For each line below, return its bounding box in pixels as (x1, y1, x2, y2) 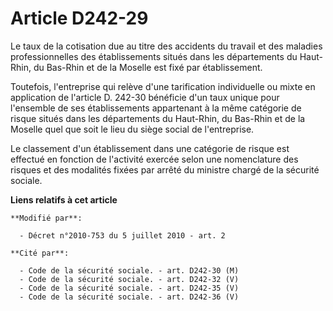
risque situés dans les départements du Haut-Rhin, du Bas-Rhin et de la (10, 112, 306, 124)
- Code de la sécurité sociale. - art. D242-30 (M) (19, 265, 240, 276)
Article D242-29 (10, 7, 149, 30)
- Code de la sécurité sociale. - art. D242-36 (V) (19, 292, 240, 302)
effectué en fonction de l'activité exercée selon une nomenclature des (10, 153, 299, 165)
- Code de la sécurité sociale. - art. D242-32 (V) (19, 274, 240, 284)
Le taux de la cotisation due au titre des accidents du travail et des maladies (10, 40, 323, 52)
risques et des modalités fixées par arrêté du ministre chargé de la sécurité (10, 163, 320, 176)
